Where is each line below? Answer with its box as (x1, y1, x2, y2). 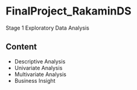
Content (5, 42, 37, 52)
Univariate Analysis (14, 64, 63, 71)
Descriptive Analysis (14, 57, 66, 65)
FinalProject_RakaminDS (5, 4, 132, 18)
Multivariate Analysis (14, 71, 67, 78)
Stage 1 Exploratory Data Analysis (5, 24, 90, 31)
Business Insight (14, 77, 56, 84)
